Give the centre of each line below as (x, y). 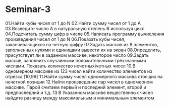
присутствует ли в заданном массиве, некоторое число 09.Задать (77, 55)
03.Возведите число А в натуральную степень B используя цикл (75, 28)
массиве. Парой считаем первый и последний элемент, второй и (76, 87)
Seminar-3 (28, 9)
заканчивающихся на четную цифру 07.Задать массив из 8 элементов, (82, 44)
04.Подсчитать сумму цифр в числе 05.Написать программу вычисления (85, 34)
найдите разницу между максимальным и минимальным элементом (80, 98)
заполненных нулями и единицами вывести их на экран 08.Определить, (83, 50)
